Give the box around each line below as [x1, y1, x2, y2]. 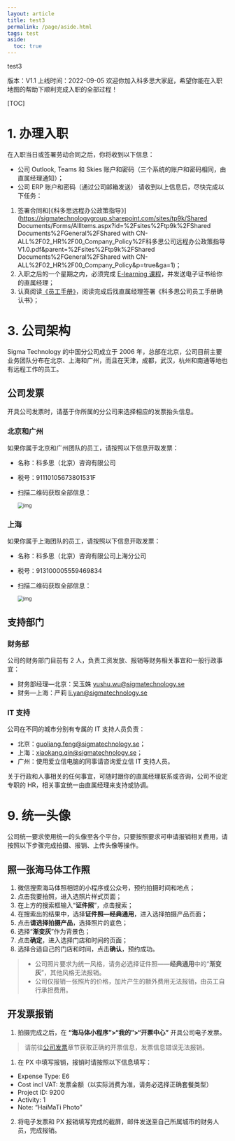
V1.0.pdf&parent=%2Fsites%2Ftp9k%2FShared [17, 245, 155, 253]
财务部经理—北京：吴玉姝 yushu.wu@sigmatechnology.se [17, 679, 185, 688]
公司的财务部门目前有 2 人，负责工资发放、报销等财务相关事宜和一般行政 [7, 655, 217, 665]
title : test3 [7, 17, 45, 24]
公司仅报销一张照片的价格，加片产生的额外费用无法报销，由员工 [34, 977, 219, 986]
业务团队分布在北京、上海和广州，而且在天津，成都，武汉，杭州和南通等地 [7, 356, 222, 364]
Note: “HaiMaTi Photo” [17, 1103, 83, 1111]
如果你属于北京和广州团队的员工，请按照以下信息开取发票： [7, 444, 179, 452]
